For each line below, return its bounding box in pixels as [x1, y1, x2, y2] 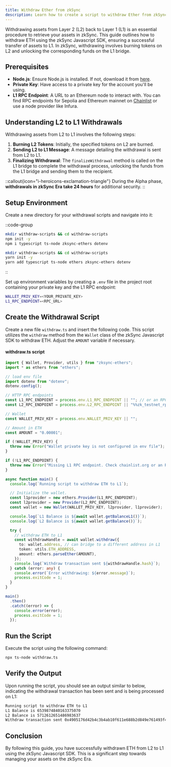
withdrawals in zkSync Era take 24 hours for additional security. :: [5, 184, 146, 190]
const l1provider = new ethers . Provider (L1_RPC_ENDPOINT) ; [10, 495, 138, 501]
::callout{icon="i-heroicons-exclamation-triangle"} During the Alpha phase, [5, 178, 163, 184]
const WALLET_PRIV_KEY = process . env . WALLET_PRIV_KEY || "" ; [5, 416, 138, 421]
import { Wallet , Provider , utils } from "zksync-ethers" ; [5, 360, 133, 365]
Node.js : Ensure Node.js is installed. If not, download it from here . [12, 76, 151, 82]
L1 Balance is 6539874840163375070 [5, 708, 81, 713]
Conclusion [5, 731, 43, 740]
